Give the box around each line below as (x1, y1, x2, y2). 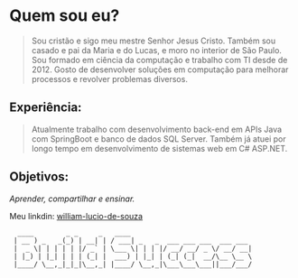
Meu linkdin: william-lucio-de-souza (9, 210, 143, 221)
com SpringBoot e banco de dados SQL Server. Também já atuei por (31, 133, 286, 144)
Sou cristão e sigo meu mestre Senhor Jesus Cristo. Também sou (31, 35, 276, 46)
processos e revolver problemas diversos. (31, 73, 188, 84)
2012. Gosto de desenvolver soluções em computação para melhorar (31, 64, 289, 75)
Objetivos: (9, 169, 70, 185)
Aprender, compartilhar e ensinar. (9, 193, 135, 204)
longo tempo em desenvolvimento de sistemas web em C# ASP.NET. (31, 143, 288, 153)
